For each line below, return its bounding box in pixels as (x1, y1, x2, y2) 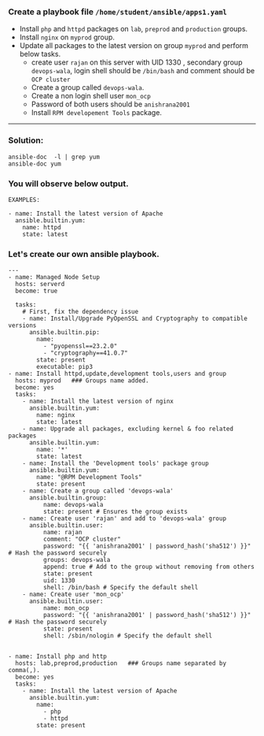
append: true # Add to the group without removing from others (42, 563, 255, 571)
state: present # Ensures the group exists (42, 507, 189, 516)
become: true (15, 287, 58, 296)
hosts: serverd (15, 281, 65, 288)
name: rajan (42, 529, 82, 537)
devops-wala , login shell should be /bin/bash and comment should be (31, 66, 255, 76)
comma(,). (8, 667, 41, 675)
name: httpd (22, 223, 61, 231)
